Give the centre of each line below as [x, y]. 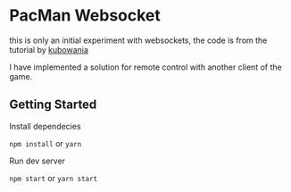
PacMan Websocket [85, 16]
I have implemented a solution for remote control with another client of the [146, 67]
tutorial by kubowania [49, 49]
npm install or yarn [46, 143]
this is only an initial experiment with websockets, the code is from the [138, 40]
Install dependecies [46, 126]
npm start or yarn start [54, 178]
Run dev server [37, 161]
